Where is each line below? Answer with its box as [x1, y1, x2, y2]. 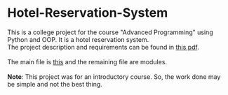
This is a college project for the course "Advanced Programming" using [7, 28, 213, 36]
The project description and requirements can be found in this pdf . [7, 43, 200, 51]
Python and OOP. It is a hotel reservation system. [7, 35, 149, 43]
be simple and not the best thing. [7, 80, 103, 88]
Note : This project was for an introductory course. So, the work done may [7, 72, 221, 81]
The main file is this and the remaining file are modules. [7, 57, 167, 66]
